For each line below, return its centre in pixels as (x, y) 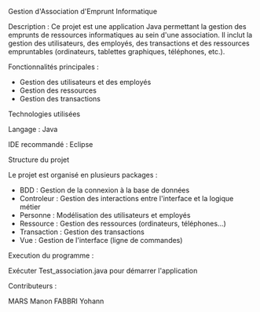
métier (30, 207)
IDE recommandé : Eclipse (51, 144)
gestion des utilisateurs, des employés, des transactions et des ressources (129, 43)
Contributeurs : (33, 286)
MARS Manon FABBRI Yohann (56, 301)
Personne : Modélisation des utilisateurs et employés (105, 215)
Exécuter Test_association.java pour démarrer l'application (103, 271)
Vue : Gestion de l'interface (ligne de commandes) (101, 240)
